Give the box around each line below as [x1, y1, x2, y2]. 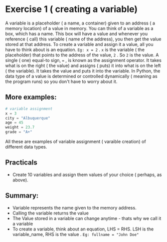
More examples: [5, 93, 57, 101]
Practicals [5, 158, 38, 167]
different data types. [5, 144, 48, 149]
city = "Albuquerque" [5, 115, 51, 120]
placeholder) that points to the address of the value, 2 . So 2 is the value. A [5, 51, 159, 58]
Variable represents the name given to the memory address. [12, 204, 137, 210]
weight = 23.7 [5, 125, 35, 130]
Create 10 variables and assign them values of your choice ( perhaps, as [12, 171, 162, 177]
